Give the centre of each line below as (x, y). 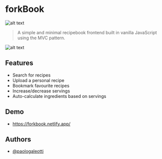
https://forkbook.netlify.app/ (41, 124)
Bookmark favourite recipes (41, 85)
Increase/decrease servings (41, 91)
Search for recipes (31, 75)
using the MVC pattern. (41, 38)
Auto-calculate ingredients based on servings (59, 96)
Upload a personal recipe (38, 80)
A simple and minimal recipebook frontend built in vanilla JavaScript (87, 32)
